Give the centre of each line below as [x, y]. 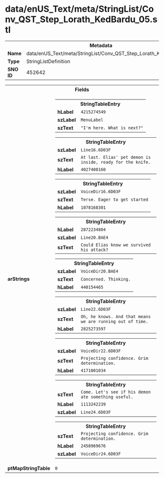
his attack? [94, 250]
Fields [82, 89]
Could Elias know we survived [116, 245]
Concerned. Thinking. [105, 279]
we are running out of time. [114, 321]
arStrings [19, 279]
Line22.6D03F [96, 309]
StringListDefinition [48, 61]
